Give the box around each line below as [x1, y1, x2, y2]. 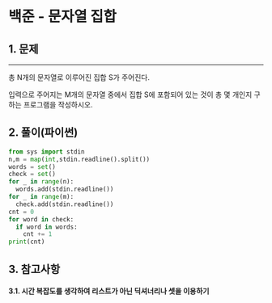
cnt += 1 [23, 230, 53, 238]
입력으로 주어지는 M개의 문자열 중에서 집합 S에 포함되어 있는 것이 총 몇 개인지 [8, 90, 253, 99]
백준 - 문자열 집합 [8, 7, 117, 26]
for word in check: [8, 215, 74, 223]
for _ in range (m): [8, 193, 74, 201]
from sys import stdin [8, 147, 85, 156]
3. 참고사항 [8, 262, 61, 276]
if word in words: [15, 223, 79, 231]
